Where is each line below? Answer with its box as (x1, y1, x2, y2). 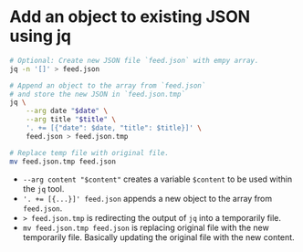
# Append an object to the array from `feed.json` (9, 80, 206, 90)
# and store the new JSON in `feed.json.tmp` (9, 89, 185, 99)
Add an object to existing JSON (9, 6, 251, 27)
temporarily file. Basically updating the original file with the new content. (22, 231, 295, 243)
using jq (9, 26, 71, 47)
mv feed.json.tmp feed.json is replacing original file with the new (22, 222, 269, 233)
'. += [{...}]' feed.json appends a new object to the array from (22, 193, 272, 204)
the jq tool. (22, 183, 65, 194)
